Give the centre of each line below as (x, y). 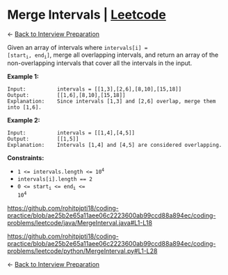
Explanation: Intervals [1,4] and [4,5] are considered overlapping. (115, 145)
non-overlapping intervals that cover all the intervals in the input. (100, 63)
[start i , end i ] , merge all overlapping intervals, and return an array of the (113, 55)
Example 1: (23, 77)
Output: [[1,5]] (43, 139)
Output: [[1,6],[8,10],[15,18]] (67, 96)
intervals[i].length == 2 (55, 179)
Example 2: (24, 121)
